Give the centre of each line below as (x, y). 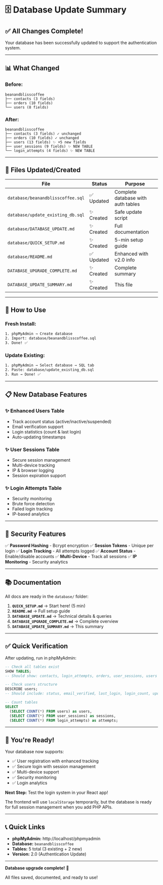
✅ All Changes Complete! (44, 31)
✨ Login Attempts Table (33, 488)
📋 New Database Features (46, 394)
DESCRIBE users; (21, 689)
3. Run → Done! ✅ (23, 374)
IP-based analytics (31, 514)
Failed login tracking (32, 509)
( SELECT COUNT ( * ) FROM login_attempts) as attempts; (64, 720)
